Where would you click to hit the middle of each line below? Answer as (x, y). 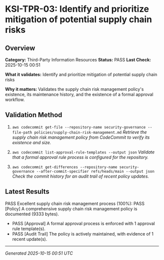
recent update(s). (30, 239)
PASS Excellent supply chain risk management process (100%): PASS (75, 203)
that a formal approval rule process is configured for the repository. (80, 157)
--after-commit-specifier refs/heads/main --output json (95, 171)
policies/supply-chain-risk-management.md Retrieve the (91, 132)
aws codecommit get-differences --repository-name (65, 167)
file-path (22, 132)
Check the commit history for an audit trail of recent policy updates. (81, 176)
